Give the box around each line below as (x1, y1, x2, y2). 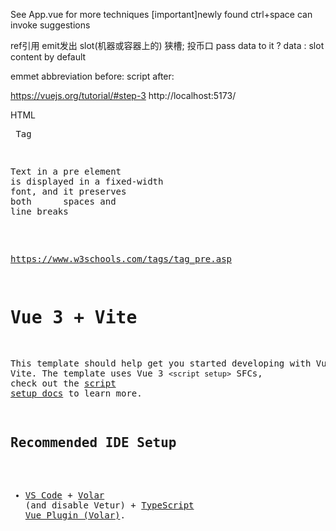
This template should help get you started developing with (10, 357, 312, 369)
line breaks (10, 206, 69, 217)
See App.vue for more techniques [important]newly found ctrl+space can (10, 9, 313, 20)
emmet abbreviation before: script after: (10, 70, 175, 82)
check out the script (10, 377, 117, 389)
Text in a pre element (10, 166, 122, 177)
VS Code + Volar (24, 489, 105, 501)
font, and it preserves (10, 186, 127, 197)
